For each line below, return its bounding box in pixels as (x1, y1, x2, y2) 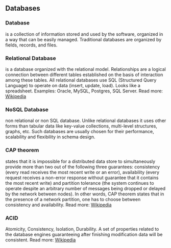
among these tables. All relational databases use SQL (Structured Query (5, 77, 157, 83)
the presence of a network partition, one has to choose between (5, 196, 141, 202)
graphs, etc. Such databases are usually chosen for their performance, (5, 129, 154, 135)
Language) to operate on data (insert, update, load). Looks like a (5, 82, 140, 88)
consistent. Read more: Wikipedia (5, 237, 76, 243)
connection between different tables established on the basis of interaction (5, 71, 163, 78)
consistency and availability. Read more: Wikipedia (5, 202, 112, 208)
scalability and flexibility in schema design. (5, 134, 95, 140)
